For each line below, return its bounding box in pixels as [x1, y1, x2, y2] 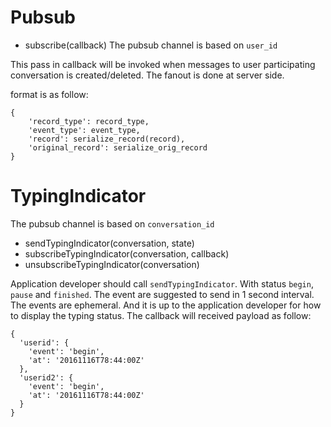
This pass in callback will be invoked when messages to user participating [10, 58, 316, 70]
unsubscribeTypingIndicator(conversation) [24, 258, 200, 270]
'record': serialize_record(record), [28, 134, 186, 144]
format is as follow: [10, 88, 89, 100]
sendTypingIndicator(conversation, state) [24, 237, 195, 249]
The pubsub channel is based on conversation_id [10, 217, 215, 230]
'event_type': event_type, [28, 125, 141, 135]
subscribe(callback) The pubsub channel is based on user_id [24, 39, 278, 51]
